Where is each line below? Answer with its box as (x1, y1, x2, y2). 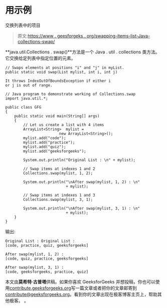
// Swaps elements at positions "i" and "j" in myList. (5, 65, 124, 70)
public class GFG (5, 105, 42, 110)
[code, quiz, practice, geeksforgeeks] (5, 256, 89, 261)
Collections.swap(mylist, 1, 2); (23, 170, 93, 176)
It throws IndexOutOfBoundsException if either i (5, 78, 111, 83)
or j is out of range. (5, 82, 53, 88)
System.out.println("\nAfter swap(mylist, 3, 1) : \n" (23, 206, 140, 211)
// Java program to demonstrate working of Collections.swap (5, 91, 136, 96)
